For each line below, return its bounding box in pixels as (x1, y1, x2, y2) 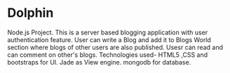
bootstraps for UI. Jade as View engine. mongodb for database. (7, 58, 191, 66)
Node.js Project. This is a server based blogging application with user (7, 28, 208, 36)
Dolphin (7, 5, 54, 21)
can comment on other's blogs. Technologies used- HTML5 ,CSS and (7, 51, 208, 59)
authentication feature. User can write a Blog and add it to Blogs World (7, 35, 212, 44)
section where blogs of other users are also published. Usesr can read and (7, 43, 223, 51)
